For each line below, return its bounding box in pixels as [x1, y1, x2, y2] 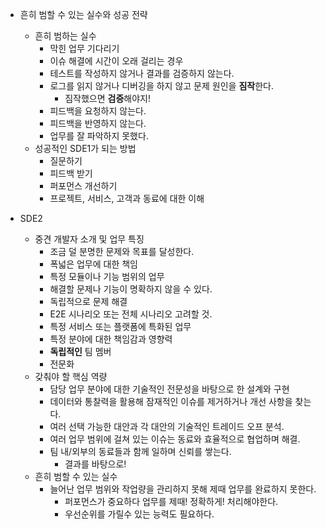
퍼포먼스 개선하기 [49, 180, 118, 192]
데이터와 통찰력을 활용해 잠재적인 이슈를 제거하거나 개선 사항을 [49, 396, 293, 407]
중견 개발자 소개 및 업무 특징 [34, 233, 145, 245]
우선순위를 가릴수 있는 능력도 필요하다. [64, 508, 215, 520]
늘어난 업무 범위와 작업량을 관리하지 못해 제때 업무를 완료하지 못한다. [49, 483, 317, 495]
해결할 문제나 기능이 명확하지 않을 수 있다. [49, 283, 213, 295]
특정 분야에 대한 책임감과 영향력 [49, 333, 173, 345]
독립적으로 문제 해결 [49, 296, 128, 307]
